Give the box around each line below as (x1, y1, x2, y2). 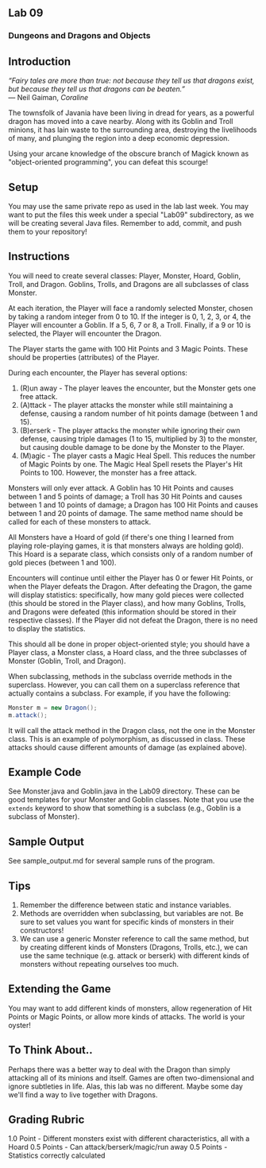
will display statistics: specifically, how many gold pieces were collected (8, 590, 245, 600)
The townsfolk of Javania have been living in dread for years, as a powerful (8, 108, 255, 118)
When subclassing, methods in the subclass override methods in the (8, 671, 233, 681)
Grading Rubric (8, 1112, 85, 1126)
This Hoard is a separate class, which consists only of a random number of (8, 549, 253, 559)
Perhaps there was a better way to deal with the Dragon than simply (8, 1065, 230, 1074)
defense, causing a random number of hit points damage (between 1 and (19, 409, 258, 418)
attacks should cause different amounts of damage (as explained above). (8, 743, 248, 752)
